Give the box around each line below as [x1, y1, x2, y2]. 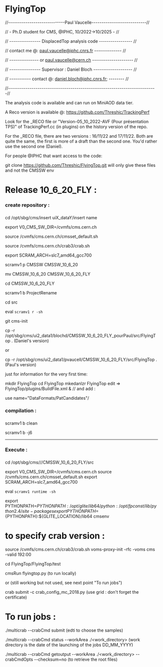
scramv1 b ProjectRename [5, 290, 57, 295]
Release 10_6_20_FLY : [5, 184, 97, 195]
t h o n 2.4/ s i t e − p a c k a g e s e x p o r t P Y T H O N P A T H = [5, 508, 99, 514]
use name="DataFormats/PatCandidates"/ [5, 395, 89, 401]
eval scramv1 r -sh [5, 309, 43, 314]
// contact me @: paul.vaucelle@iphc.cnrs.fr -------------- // [5, 48, 126, 53]
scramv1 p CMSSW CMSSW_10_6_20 [5, 261, 79, 267]
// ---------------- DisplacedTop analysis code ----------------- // [5, 38, 137, 44]
